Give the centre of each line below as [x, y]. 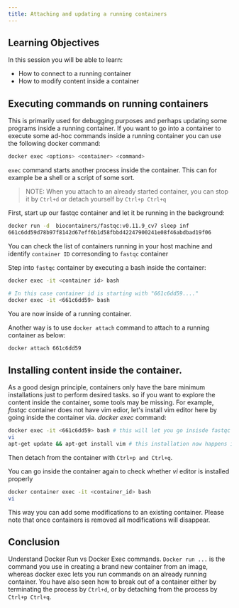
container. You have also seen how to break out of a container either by [112, 582]
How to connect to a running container [75, 74]
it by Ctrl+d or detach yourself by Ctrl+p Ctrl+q [96, 199]
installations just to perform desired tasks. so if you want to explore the [112, 395]
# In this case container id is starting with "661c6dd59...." [104, 293]
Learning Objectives [54, 43]
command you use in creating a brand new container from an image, [108, 567]
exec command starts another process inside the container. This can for [113, 170]
